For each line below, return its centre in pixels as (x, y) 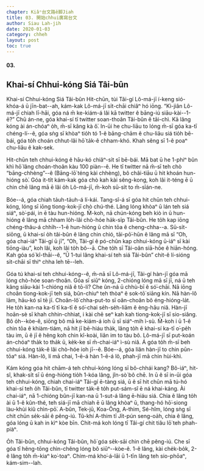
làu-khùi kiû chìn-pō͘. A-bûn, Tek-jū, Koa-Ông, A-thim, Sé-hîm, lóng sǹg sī (98, 409)
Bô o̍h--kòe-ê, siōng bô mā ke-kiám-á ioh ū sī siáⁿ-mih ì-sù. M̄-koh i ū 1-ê (99, 321)
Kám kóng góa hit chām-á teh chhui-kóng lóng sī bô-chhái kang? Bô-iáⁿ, (97, 368)
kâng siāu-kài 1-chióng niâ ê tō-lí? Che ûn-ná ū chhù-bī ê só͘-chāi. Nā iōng (99, 287)
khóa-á (15, 106)
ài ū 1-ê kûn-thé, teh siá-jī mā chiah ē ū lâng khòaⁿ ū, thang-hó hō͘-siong (97, 403)
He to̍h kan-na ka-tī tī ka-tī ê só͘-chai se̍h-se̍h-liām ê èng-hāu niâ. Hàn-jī (97, 308)
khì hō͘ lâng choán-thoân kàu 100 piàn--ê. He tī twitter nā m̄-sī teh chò (94, 167)
